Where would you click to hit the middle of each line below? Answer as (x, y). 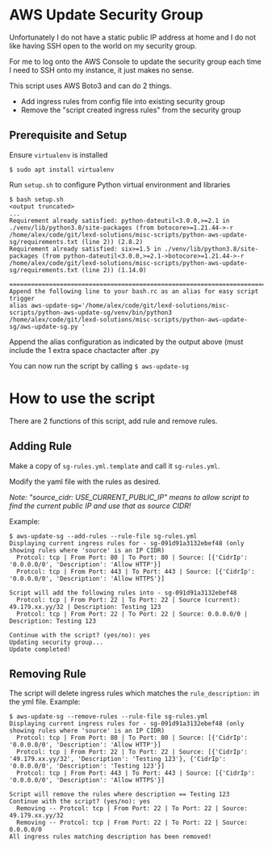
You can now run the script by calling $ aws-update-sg (99, 366)
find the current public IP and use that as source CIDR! (100, 506)
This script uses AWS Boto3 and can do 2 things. (90, 86)
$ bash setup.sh (36, 200)
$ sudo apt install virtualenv (62, 170)
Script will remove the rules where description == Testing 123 (119, 794)
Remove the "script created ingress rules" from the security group (131, 110)
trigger (22, 298)
